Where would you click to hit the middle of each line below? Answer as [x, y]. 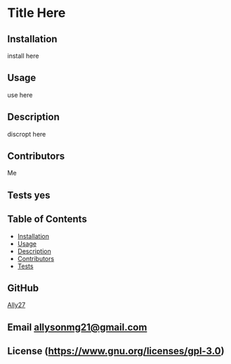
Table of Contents [47, 219]
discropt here [27, 134]
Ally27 [16, 305]
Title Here [37, 13]
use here [20, 95]
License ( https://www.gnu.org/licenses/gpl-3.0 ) [116, 351]
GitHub [23, 288]
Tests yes [29, 195]
